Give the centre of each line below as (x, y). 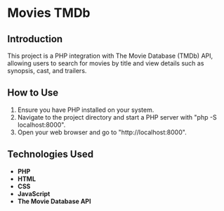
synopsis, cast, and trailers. (47, 71)
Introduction (35, 39)
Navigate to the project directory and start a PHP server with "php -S (117, 117)
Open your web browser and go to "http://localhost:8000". (102, 132)
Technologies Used (50, 154)
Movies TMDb (49, 13)
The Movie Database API (54, 201)
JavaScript (34, 193)
